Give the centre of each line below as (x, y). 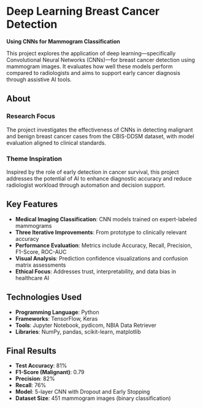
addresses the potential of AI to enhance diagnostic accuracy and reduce (99, 178)
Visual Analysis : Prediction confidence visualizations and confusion (101, 258)
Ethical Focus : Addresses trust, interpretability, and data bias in (96, 271)
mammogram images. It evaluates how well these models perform (90, 66)
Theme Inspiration (34, 159)
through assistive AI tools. (39, 79)
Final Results (32, 351)
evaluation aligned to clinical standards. (56, 143)
